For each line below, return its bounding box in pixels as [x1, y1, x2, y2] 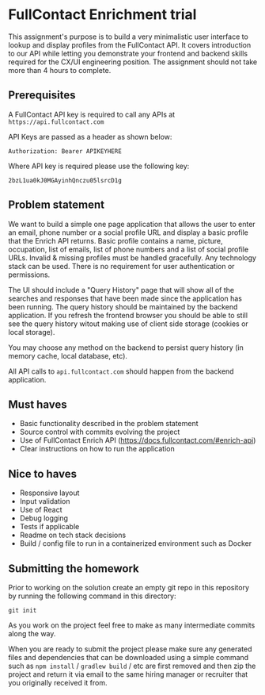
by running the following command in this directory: [8, 591, 176, 601]
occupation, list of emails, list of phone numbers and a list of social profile [8, 244, 249, 254]
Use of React [19, 505, 62, 515]
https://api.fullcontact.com [8, 117, 104, 126]
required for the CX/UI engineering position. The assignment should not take [8, 57, 258, 67]
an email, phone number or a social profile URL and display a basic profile [8, 228, 249, 237]
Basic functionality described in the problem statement [19, 419, 199, 428]
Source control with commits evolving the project [19, 427, 180, 437]
